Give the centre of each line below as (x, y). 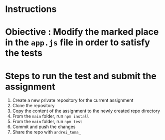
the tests (24, 53)
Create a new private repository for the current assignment (73, 100)
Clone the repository (33, 106)
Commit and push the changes (44, 127)
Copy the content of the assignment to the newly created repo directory (86, 111)
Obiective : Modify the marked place (82, 32)
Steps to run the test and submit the (81, 76)
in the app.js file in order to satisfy (78, 43)
